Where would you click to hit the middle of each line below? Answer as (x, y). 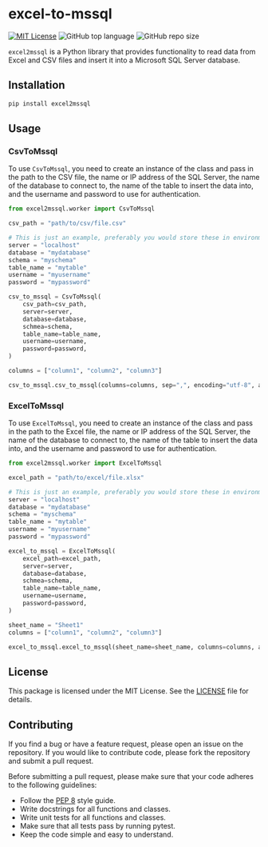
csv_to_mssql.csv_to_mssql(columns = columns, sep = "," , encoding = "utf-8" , (132, 385)
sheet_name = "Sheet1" (46, 625)
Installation (37, 85)
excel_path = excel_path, (62, 558)
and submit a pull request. (51, 761)
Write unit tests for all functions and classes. (93, 817)
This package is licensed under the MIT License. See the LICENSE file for (128, 691)
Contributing (41, 725)
